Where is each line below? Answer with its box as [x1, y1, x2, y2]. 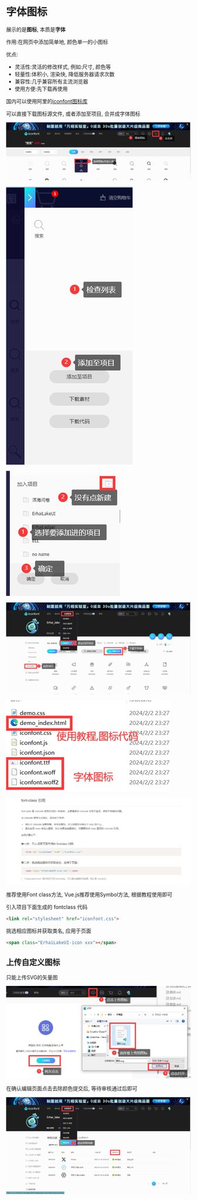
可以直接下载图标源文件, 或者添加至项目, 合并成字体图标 [6, 110, 141, 117]
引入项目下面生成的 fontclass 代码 [6, 903, 88, 910]
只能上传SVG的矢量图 [6, 974, 58, 981]
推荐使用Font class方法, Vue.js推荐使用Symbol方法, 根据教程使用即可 [6, 891, 173, 898]
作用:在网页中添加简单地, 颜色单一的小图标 [6, 38, 108, 45]
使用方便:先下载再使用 [14, 85, 68, 92]
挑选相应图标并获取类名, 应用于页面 [6, 927, 91, 934]
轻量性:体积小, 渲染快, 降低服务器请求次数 [14, 70, 115, 77]
